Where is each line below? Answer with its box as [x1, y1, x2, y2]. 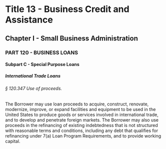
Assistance [5, 14, 53, 25]
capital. [5, 138, 20, 144]
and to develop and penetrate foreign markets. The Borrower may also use [5, 116, 159, 123]
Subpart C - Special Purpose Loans [5, 61, 80, 67]
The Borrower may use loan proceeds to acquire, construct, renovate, [5, 101, 149, 107]
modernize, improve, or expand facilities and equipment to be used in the [5, 106, 156, 112]
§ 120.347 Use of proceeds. [5, 85, 62, 91]
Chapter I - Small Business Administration [5, 34, 138, 42]
